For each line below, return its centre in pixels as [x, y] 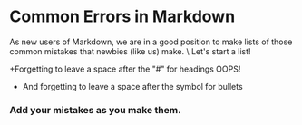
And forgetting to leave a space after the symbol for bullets [132, 86]
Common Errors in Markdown [122, 17]
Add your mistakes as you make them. [95, 110]
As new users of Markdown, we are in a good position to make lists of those [151, 42]
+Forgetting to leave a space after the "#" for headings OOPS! [125, 69]
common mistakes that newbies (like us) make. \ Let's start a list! [130, 51]
